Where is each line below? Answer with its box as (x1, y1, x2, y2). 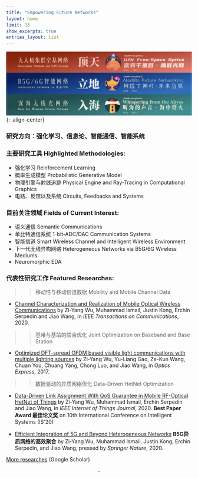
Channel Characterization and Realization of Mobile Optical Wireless (14, 300, 181, 307)
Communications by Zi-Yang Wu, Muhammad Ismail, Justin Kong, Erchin (14, 307, 190, 314)
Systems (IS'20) (14, 418, 54, 425)
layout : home (6, 15, 38, 22)
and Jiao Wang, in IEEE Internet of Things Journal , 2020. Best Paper (14, 405, 181, 412)
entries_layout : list (6, 34, 60, 41)
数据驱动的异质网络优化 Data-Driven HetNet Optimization (35, 381, 174, 388)
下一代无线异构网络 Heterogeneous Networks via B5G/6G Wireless (14, 245, 177, 252)
